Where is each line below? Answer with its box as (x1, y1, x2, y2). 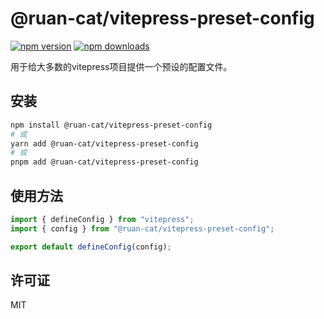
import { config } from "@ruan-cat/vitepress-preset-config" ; (10, 223, 275, 234)
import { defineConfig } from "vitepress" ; (10, 214, 195, 224)
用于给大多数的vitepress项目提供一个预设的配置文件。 (10, 60, 233, 72)
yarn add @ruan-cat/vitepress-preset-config (10, 138, 199, 149)
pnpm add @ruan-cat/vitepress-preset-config (10, 157, 199, 167)
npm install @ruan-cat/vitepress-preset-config (10, 120, 213, 130)
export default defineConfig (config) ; (10, 242, 172, 252)
